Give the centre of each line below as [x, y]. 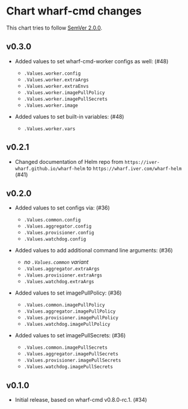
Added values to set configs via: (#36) [62, 208]
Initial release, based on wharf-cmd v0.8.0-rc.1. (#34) [81, 400]
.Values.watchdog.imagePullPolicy [67, 324]
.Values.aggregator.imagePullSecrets [71, 354]
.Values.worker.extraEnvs [56, 86]
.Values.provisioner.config [59, 233]
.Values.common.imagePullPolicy [64, 305]
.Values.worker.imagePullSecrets [66, 99]
